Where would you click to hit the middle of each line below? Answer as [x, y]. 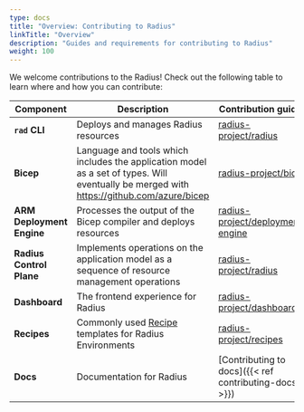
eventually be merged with [133, 185]
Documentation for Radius [132, 377]
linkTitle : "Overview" [52, 34]
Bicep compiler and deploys [136, 222]
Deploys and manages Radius [139, 125]
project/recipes [251, 340]
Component [41, 110]
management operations [128, 282]
